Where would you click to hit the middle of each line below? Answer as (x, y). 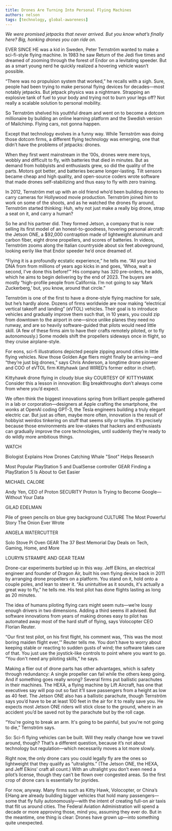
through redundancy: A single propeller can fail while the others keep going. (85, 674)
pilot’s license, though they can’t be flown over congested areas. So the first (85, 775)
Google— (152, 492)
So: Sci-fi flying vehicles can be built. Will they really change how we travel (84, 738)
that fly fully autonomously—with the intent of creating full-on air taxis (92, 801)
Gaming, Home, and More (33, 548)
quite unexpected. (24, 823)
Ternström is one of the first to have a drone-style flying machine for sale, (83, 298)
